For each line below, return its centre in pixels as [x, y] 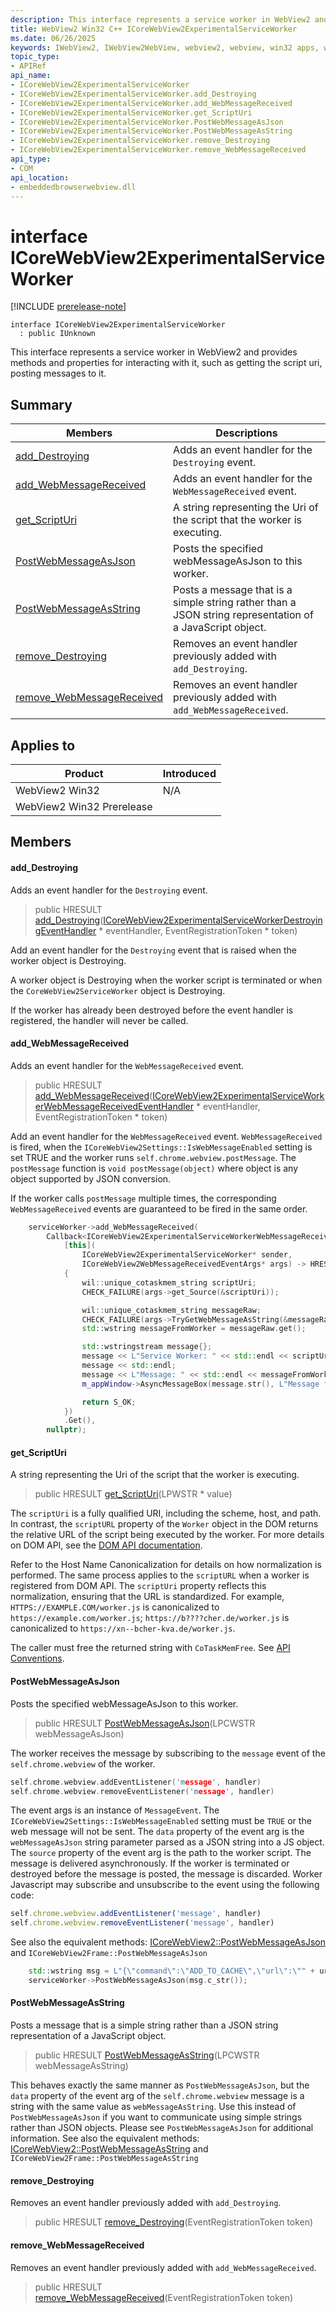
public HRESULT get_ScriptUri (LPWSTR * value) [133, 1494]
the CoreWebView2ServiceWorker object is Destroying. [118, 990]
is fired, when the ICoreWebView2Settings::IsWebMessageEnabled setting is [161, 1147]
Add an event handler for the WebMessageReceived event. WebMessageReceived [166, 1136]
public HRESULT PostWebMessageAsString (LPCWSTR [147, 2055]
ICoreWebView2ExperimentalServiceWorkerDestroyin [213, 920]
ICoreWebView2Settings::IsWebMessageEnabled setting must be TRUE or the [161, 1821]
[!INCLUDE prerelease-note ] [68, 307]
